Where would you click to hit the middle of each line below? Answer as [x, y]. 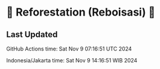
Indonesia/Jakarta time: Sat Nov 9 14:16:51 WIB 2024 [72, 60]
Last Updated [32, 34]
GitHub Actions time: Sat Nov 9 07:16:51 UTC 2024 [69, 49]
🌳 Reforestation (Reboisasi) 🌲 [81, 12]
